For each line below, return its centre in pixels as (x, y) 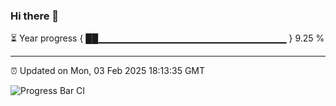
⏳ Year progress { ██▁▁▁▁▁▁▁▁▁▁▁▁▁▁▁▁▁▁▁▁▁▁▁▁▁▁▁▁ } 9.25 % (167, 38)
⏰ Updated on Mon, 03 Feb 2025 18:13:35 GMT (108, 71)
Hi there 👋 (35, 16)
